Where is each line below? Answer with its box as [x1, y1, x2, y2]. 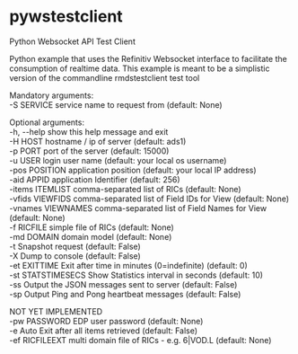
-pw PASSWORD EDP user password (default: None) [9, 315, 204, 326]
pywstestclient [9, 6, 123, 27]
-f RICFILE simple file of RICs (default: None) [9, 222, 175, 233]
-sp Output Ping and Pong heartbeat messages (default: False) [9, 288, 241, 299]
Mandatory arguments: [9, 90, 94, 101]
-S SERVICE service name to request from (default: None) [9, 99, 223, 110]
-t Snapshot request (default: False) [9, 241, 141, 252]
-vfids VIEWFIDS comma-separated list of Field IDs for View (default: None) [9, 193, 290, 204]
